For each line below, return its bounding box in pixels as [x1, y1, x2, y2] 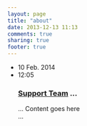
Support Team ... [17, 88, 78, 98]
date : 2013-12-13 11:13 [7, 23, 78, 31]
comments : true [7, 30, 53, 38]
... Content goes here [17, 105, 81, 113]
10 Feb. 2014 [17, 63, 56, 71]
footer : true [7, 43, 46, 51]
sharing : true [7, 37, 50, 44]
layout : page [7, 10, 46, 18]
